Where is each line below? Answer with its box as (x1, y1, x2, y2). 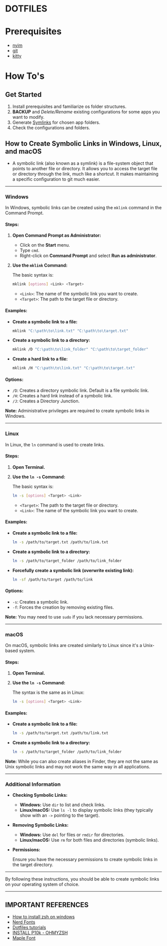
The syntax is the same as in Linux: (12, 689, 84, 695)
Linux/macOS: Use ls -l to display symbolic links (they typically (19, 807, 153, 813)
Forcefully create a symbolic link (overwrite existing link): (12, 567, 134, 573)
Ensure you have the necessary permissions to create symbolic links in (12, 857, 158, 863)
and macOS (5, 147, 42, 155)
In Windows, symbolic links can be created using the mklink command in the (5, 205, 162, 211)
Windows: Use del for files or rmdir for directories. (19, 832, 125, 838)
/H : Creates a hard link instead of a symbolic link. (12, 393, 113, 399)
